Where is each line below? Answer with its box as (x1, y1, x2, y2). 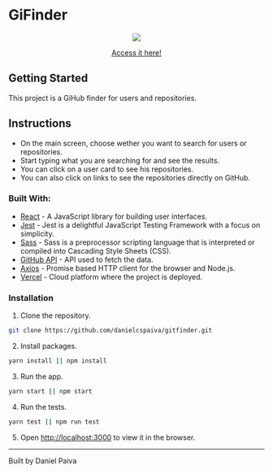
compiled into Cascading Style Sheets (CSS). (19, 246, 172, 255)
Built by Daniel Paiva (8, 455, 77, 465)
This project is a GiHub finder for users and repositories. (8, 93, 197, 102)
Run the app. (19, 372, 63, 381)
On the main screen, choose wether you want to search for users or (19, 138, 247, 148)
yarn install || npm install (8, 357, 107, 365)
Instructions (8, 116, 71, 131)
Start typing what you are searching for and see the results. (19, 155, 220, 165)
